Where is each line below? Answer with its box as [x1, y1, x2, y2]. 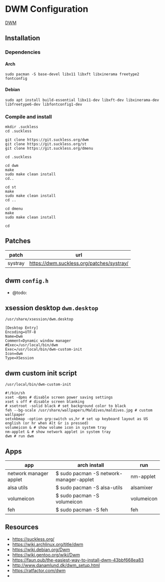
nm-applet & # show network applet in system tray [5, 429, 111, 434]
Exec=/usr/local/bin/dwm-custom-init [5, 347, 82, 352]
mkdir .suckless [5, 124, 38, 129]
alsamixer [130, 484, 153, 491]
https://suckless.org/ [12, 536, 55, 542]
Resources [5, 523, 39, 531]
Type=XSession [5, 356, 34, 360]
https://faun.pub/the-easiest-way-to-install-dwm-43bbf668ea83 [12, 557, 144, 563]
